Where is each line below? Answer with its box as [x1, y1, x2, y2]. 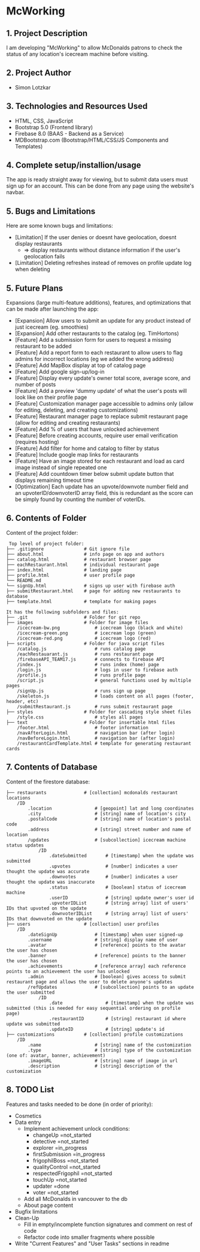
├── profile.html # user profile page [6, 572, 135, 578]
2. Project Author [6, 68, 72, 78]
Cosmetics [14, 1112, 42, 1119]
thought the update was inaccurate [6, 879, 95, 885]
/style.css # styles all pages [17, 714, 144, 720]
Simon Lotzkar [14, 84, 51, 91]
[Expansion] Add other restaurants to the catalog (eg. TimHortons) [14, 330, 180, 337]
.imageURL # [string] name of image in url [28, 1057, 178, 1064]
